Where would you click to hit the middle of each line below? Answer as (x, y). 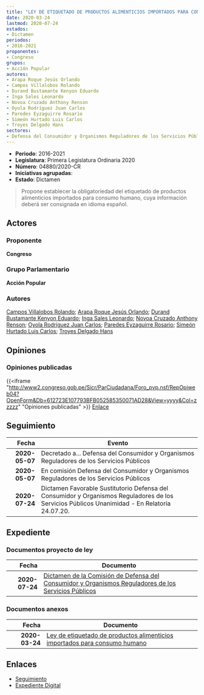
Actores (22, 223)
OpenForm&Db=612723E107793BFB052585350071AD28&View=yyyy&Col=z (102, 400)
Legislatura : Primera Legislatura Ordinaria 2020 (75, 160)
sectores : (19, 131)
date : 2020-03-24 (28, 18)
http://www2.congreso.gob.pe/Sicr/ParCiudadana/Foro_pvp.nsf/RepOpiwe (102, 387)
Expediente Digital (38, 685)
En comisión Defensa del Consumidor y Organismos (115, 471)
